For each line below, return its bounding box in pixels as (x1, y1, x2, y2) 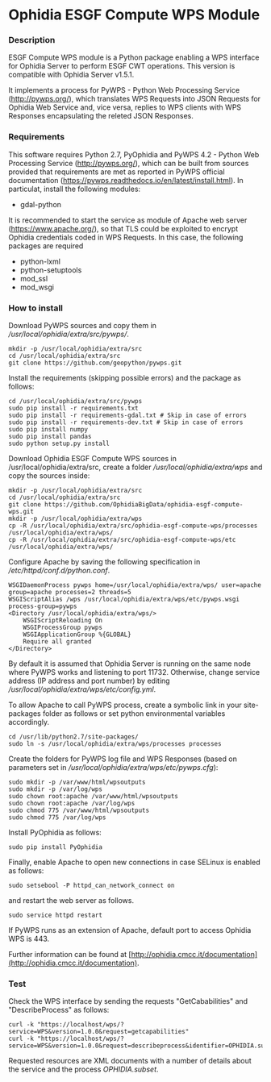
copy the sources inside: (8, 471, 90, 481)
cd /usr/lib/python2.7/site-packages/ (8, 733, 139, 741)
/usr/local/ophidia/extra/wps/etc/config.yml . (8, 685, 156, 694)
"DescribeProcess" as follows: (8, 1005, 110, 1015)
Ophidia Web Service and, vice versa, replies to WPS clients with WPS (8, 102, 242, 112)
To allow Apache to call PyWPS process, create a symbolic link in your (8, 700, 242, 710)
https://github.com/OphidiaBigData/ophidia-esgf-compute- (44, 501, 244, 509)
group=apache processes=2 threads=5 (8, 589, 131, 597)
